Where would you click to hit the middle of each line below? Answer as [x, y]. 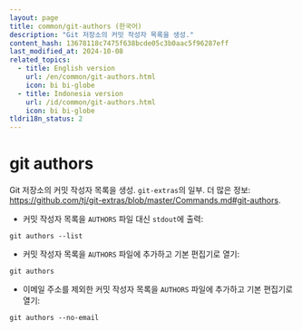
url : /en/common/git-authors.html [91, 77]
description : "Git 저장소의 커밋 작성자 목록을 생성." [102, 34]
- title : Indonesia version [71, 93]
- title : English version [67, 69]
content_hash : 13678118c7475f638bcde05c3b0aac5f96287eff [119, 43]
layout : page [34, 18]
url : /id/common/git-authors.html [91, 102]
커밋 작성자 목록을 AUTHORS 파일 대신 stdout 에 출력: [113, 219]
